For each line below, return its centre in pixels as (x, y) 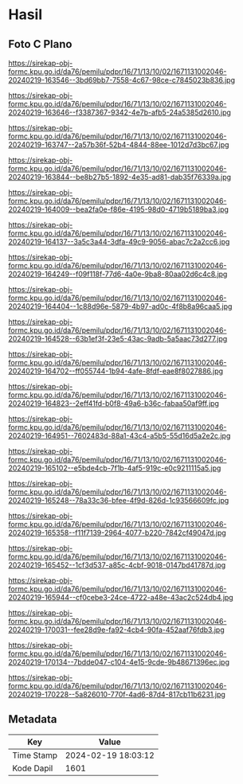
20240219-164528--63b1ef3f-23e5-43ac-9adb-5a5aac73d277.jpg (118, 339)
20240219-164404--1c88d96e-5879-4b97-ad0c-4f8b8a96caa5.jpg (120, 306)
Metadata (33, 719)
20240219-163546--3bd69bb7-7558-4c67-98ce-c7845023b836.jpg (121, 80)
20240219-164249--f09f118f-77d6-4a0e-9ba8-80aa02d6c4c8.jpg (118, 274)
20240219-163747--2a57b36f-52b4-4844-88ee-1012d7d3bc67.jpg (119, 144)
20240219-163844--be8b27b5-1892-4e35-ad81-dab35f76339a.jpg (120, 177)
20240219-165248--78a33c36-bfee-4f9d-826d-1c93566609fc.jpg (119, 500)
